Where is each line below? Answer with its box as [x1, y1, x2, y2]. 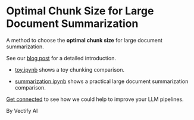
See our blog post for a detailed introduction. [6, 54, 116, 61]
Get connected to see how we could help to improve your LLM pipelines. [6, 96, 184, 103]
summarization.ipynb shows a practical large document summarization [14, 78, 189, 85]
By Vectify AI [6, 107, 38, 114]
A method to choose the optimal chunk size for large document [6, 36, 162, 44]
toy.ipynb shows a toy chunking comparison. [14, 66, 125, 73]
